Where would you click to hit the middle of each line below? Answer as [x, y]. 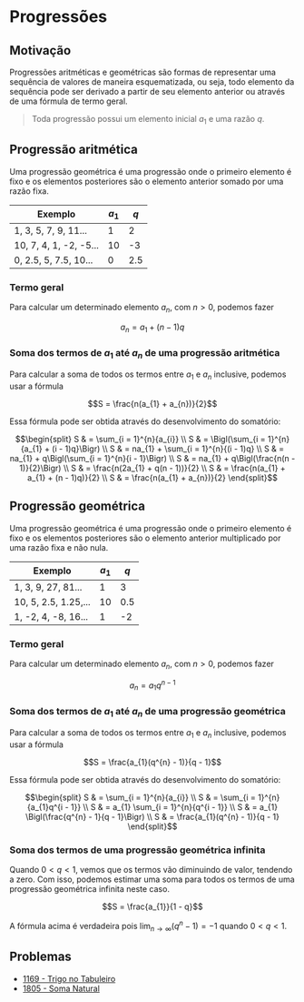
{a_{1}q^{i [45, 806]
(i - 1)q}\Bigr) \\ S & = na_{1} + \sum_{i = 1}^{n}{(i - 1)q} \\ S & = [168, 449]
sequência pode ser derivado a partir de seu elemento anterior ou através [147, 91]
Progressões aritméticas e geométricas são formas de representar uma [143, 72]
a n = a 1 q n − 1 [152, 685]
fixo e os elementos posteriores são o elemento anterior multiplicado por [145, 538]
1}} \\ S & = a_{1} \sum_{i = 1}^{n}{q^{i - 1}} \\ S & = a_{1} [175, 806]
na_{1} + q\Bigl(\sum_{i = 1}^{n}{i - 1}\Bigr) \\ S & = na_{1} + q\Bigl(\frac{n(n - [152, 459]
